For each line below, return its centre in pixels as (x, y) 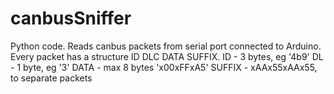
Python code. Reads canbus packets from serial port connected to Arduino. (166, 46)
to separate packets (51, 78)
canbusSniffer (71, 18)
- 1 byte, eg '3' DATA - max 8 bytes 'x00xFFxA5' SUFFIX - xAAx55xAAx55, (164, 67)
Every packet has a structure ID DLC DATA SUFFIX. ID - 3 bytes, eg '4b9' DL (167, 56)
